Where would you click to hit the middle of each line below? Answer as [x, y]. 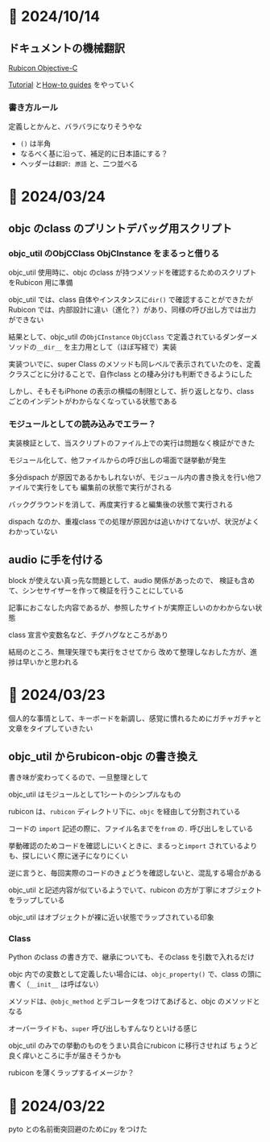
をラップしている [37, 900]
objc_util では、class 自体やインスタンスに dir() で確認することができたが [131, 300]
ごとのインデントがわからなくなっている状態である [93, 401]
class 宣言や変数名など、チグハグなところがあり [89, 635]
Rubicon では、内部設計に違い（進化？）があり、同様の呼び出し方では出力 [132, 310]
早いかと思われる [50, 662]
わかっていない [33, 532]
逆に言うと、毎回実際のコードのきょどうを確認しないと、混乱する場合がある [135, 873]
